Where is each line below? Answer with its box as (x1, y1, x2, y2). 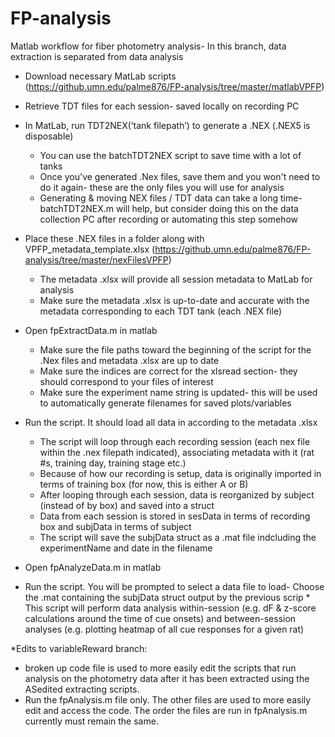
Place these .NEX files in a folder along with (24, 232, 205, 244)
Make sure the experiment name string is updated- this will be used (39, 386, 318, 398)
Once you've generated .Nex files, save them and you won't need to (39, 170, 321, 182)
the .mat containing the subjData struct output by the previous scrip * (24, 591, 311, 603)
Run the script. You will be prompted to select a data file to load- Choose (24, 580, 325, 592)
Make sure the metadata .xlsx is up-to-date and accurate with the (39, 294, 310, 306)
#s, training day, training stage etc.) (39, 457, 187, 469)
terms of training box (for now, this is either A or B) (39, 478, 249, 490)
